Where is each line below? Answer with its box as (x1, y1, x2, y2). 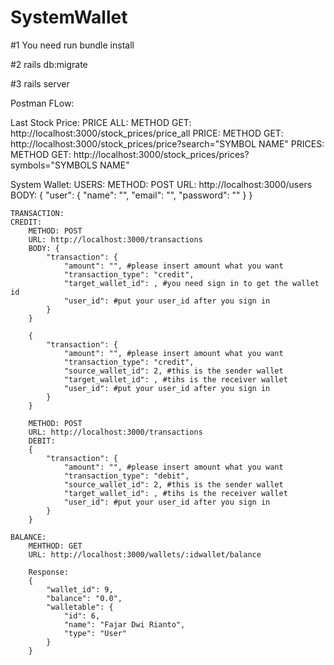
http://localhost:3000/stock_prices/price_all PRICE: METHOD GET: (10, 127, 284, 139)
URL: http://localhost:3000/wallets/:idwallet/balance (28, 549, 262, 560)
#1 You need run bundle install (10, 39, 135, 51)
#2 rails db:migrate (10, 58, 88, 70)
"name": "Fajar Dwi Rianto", (63, 619, 186, 630)
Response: (28, 567, 70, 577)
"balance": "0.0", (46, 593, 123, 603)
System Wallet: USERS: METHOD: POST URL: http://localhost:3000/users (10, 178, 313, 190)
